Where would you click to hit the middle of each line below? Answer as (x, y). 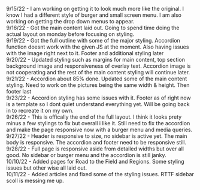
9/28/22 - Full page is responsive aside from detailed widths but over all (95, 149)
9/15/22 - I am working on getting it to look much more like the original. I (95, 9)
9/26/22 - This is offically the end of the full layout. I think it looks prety (94, 117)
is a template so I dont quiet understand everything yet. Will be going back (98, 104)
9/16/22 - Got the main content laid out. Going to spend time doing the (93, 28)
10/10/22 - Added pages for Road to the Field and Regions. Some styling (95, 162)
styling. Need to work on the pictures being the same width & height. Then (98, 85)
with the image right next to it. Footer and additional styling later (85, 53)
